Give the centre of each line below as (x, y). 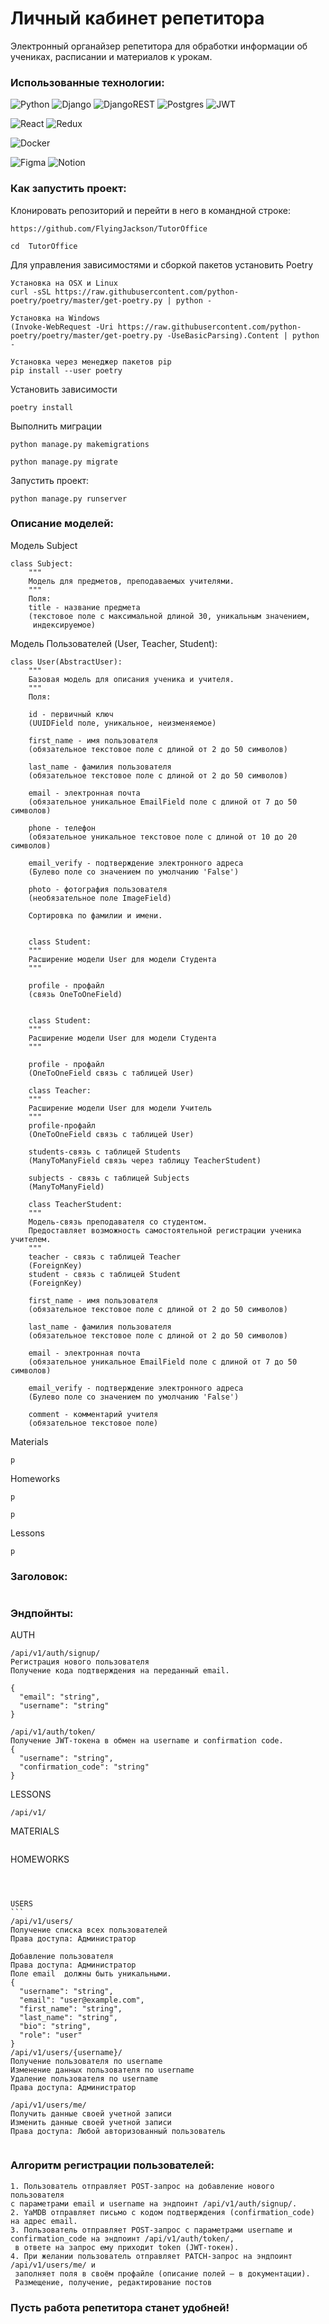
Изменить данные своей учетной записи (91, 2123)
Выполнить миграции (56, 426)
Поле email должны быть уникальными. (91, 1974)
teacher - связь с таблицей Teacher (105, 1257)
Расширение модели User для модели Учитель (120, 1108)
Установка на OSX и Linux (64, 283)
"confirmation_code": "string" (84, 1767)
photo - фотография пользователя (98, 889)
